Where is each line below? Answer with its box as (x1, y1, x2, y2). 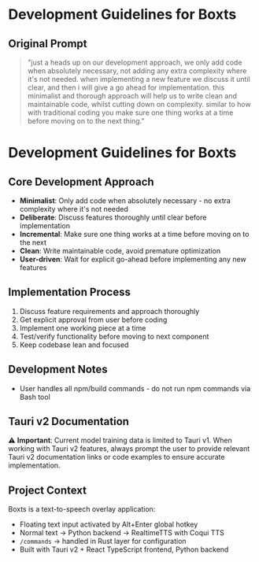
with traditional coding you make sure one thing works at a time (27, 108, 234, 117)
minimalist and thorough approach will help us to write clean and (27, 91, 238, 100)
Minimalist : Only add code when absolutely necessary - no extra (19, 196, 231, 205)
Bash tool (19, 392, 51, 401)
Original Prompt (8, 37, 88, 50)
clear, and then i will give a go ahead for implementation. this (27, 83, 225, 92)
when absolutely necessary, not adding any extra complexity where (27, 66, 247, 76)
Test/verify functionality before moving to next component (19, 331, 209, 341)
